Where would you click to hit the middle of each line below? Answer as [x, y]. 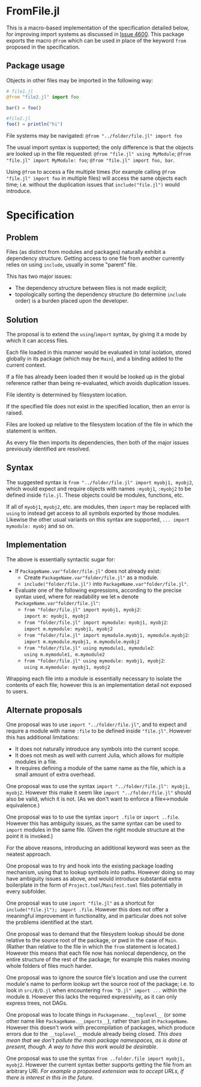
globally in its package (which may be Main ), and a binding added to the [94, 359]
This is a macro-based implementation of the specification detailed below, [98, 28]
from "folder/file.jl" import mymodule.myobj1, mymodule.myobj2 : [107, 635]
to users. [17, 691]
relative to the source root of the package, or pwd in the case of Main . [92, 940]
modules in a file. [36, 762]
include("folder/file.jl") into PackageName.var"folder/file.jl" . [106, 584]
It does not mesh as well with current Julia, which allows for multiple [99, 756]
